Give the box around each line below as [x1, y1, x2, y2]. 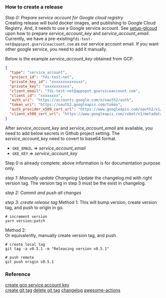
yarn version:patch [5, 218, 45, 223]
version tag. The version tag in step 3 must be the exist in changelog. [5, 180, 146, 186]
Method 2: [5, 227, 26, 233]
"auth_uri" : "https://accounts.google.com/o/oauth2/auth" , [9, 98, 134, 102]
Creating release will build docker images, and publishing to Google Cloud [5, 20, 156, 26]
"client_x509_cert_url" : [9, 111, 61, 117]
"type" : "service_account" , [9, 70, 68, 75]
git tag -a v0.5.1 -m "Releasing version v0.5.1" [5, 246, 110, 251]
